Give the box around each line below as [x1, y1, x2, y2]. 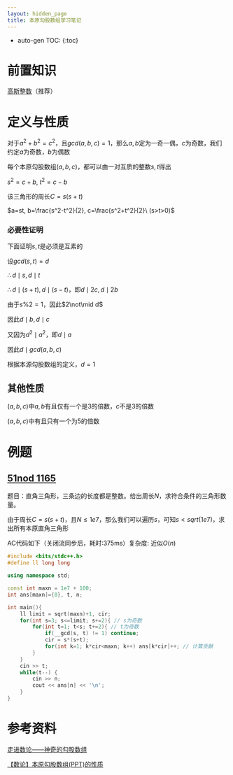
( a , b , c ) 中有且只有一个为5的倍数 [7, 417, 100, 425]
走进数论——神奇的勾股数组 [7, 745, 87, 753]
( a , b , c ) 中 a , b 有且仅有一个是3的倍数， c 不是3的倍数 [7, 402, 155, 411]
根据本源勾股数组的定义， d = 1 [7, 360, 96, 368]
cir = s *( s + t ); [44, 637, 90, 644]
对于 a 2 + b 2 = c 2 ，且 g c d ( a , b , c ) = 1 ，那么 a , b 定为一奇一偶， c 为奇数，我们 [7, 138, 223, 148]
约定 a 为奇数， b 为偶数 [7, 148, 71, 156]
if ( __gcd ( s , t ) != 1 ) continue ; [44, 630, 139, 637]
